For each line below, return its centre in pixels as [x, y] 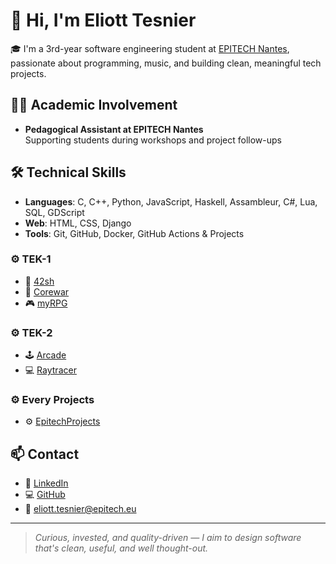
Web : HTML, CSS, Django [78, 223]
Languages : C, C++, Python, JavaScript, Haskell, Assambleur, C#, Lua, [171, 201]
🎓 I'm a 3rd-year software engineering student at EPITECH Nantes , [150, 48]
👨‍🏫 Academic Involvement [94, 105]
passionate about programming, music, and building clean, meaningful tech [166, 63]
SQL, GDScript [54, 212]
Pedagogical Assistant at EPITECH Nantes [114, 129]
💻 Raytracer [50, 370]
